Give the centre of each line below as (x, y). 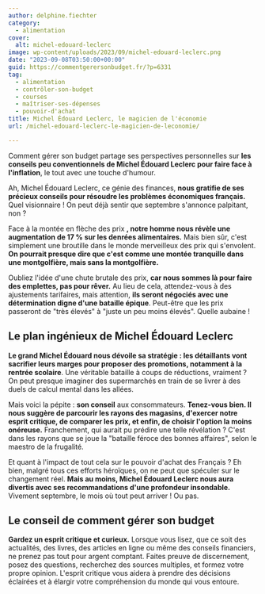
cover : (19, 38)
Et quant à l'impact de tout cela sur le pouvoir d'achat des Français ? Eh (125, 462)
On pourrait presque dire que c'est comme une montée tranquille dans (126, 254)
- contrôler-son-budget (54, 89)
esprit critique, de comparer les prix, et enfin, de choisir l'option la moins (130, 421)
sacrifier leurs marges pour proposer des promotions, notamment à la (125, 364)
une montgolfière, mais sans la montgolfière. (83, 262)
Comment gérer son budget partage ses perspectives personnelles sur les (130, 155)
